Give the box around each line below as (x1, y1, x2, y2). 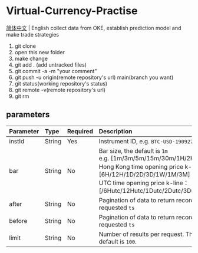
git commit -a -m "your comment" (14, 67, 97, 74)
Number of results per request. (98, 230, 184, 238)
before (9, 216, 28, 225)
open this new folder (14, 48, 65, 55)
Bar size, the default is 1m (98, 146, 168, 155)
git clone (14, 42, 37, 50)
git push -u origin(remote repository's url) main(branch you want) (14, 74, 174, 81)
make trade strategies (6, 31, 60, 38)
